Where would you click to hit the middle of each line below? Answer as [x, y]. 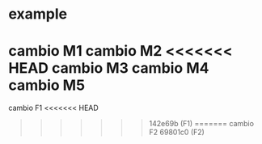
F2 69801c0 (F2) [177, 132]
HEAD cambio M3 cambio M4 [109, 68]
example [38, 14]
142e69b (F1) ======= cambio [202, 124]
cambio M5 [47, 85]
